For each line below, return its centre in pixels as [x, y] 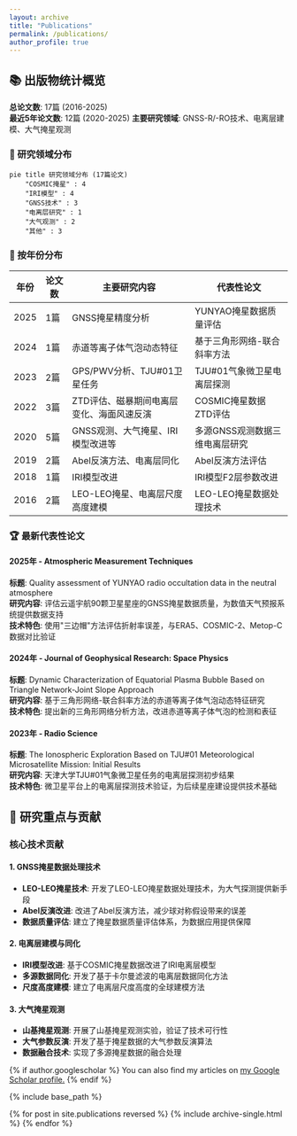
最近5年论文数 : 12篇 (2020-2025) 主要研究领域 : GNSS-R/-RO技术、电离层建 [147, 118]
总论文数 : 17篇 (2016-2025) [58, 107]
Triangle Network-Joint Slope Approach [82, 689]
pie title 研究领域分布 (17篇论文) [69, 175]
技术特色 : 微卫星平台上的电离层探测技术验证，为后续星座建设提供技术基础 [143, 786]
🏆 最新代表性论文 [47, 535]
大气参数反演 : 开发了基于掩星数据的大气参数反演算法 [117, 1041]
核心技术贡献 [37, 844]
